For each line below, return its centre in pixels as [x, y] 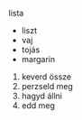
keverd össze [46, 77]
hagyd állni [41, 96]
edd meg [38, 106]
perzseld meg [47, 86]
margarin [38, 59]
